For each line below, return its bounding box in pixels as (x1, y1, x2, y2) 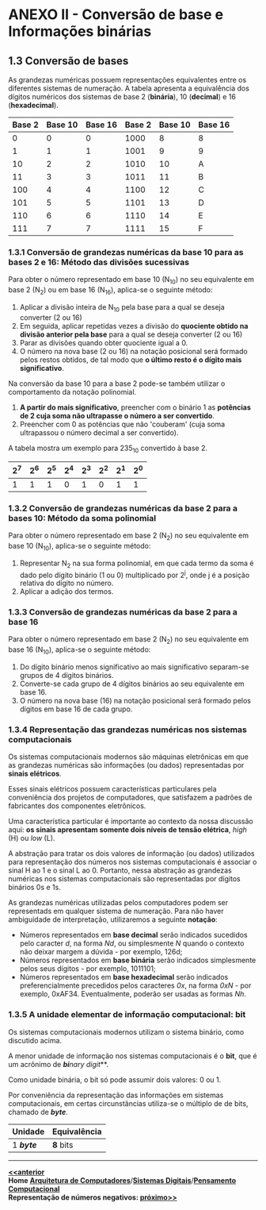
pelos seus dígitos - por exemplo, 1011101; (19, 964, 156, 973)
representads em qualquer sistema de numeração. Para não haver (8, 907, 224, 916)
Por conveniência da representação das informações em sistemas (8, 1090, 224, 1100)
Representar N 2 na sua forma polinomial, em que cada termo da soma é (19, 558, 254, 569)
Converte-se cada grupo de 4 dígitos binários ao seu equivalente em (19, 679, 245, 688)
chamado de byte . (8, 1107, 69, 1116)
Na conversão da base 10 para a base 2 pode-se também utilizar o (8, 379, 226, 388)
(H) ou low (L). (8, 834, 55, 843)
